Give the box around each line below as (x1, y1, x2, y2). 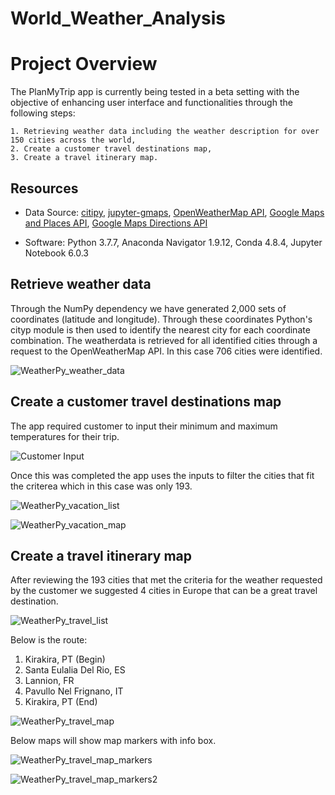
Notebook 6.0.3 (24, 247, 89, 259)
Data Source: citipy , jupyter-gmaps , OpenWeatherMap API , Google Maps (24, 206, 325, 218)
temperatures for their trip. (10, 430, 120, 442)
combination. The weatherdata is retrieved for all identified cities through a (10, 334, 318, 346)
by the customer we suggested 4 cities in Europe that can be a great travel (10, 585, 318, 597)
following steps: (10, 107, 76, 119)
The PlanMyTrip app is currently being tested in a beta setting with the (10, 86, 300, 98)
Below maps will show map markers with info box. (10, 735, 217, 747)
